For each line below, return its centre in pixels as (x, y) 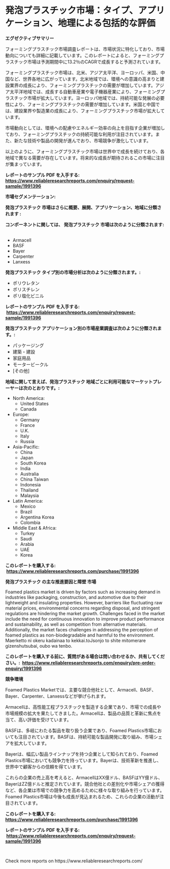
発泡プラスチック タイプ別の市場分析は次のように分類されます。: (73, 272)
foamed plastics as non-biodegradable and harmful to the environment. (80, 635)
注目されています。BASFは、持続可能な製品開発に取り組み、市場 (86, 737)
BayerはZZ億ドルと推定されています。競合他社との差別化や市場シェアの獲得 (85, 784)
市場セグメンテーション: (30, 196)
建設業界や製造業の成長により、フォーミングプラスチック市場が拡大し (87, 110)
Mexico (28, 506)
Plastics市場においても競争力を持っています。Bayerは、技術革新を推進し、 (83, 760)
